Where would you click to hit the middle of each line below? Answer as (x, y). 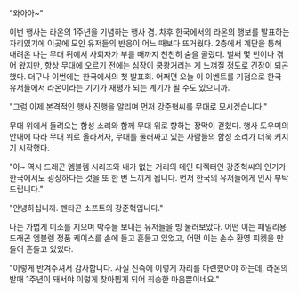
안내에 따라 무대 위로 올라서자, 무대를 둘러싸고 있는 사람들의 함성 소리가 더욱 (141, 137)
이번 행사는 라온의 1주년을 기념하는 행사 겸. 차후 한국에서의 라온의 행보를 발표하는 (149, 32)
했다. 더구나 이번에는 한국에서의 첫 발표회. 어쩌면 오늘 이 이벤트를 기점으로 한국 (145, 77)
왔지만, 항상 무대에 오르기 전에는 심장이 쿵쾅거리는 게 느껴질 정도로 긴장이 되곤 (154, 65)
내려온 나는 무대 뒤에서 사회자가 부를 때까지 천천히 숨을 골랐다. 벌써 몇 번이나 (142, 54)
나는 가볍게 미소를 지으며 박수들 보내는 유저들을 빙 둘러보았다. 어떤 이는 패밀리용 (148, 227)
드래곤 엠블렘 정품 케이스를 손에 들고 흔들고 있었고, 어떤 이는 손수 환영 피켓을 (142, 238)
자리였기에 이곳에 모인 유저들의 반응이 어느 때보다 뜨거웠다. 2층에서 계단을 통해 (145, 43)
